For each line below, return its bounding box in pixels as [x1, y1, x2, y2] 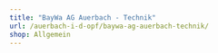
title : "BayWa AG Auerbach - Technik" [9, 13, 156, 22]
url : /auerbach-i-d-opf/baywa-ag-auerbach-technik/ [9, 22, 209, 31]
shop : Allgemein [9, 30, 71, 39]
